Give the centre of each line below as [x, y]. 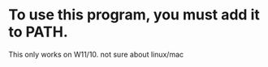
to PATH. [38, 32]
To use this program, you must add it [134, 15]
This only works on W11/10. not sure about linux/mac [96, 54]
